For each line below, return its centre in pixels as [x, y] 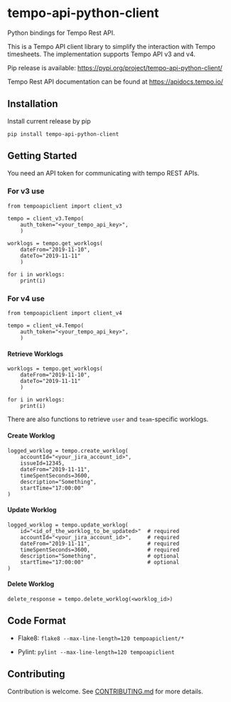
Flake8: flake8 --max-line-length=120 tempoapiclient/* [101, 638]
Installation [33, 104]
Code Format [37, 621]
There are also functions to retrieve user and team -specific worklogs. [108, 419]
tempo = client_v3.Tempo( [45, 218]
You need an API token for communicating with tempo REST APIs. [103, 173]
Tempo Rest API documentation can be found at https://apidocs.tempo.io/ [116, 81]
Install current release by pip [49, 121]
